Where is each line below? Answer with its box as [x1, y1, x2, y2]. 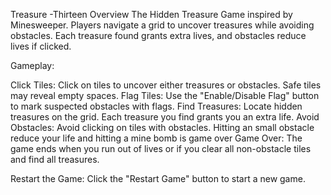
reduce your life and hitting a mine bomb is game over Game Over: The [10, 132, 303, 144]
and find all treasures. [10, 154, 100, 165]
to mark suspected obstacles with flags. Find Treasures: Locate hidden [10, 100, 303, 112]
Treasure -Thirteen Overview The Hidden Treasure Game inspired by [10, 9, 293, 20]
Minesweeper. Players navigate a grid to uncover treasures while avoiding [10, 19, 315, 31]
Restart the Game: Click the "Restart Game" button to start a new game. [10, 173, 306, 184]
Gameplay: [10, 60, 55, 71]
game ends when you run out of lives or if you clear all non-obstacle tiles [10, 143, 312, 154]
